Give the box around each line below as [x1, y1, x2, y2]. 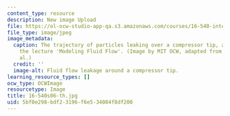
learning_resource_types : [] [7, 73, 90, 81]
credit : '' [13, 61, 44, 68]
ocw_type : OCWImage [7, 80, 63, 87]
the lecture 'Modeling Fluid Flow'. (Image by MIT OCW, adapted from [19, 48, 222, 55]
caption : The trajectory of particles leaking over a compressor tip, [13, 42, 219, 48]
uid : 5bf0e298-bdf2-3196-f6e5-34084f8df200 [7, 99, 133, 106]
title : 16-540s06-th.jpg [7, 93, 78, 100]
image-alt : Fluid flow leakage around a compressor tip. [13, 67, 179, 74]
